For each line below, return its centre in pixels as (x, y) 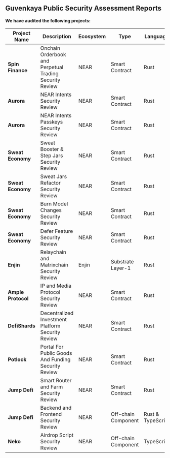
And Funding (55, 359)
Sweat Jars (54, 176)
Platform (50, 326)
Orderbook (53, 54)
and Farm (52, 387)
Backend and (56, 408)
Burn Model (54, 204)
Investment (54, 319)
